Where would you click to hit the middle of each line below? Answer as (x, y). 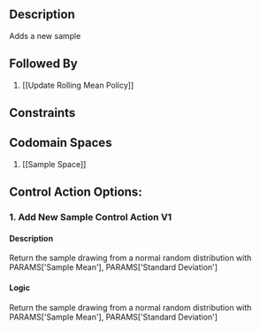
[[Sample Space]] (54, 164)
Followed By (43, 64)
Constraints (42, 113)
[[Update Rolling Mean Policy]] (78, 85)
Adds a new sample (45, 35)
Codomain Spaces (61, 143)
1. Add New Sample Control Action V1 (91, 218)
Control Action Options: (76, 192)
